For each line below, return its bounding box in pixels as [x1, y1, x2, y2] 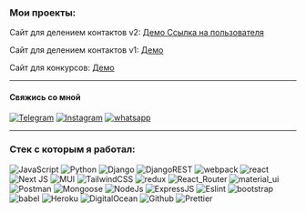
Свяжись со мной [9, 91, 81, 102]
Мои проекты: [9, 6, 76, 19]
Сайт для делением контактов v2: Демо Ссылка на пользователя [9, 27, 264, 38]
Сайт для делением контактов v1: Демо [9, 45, 164, 56]
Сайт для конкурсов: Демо [9, 62, 116, 74]
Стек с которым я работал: [9, 143, 136, 156]
